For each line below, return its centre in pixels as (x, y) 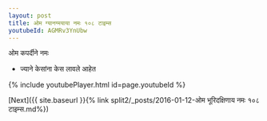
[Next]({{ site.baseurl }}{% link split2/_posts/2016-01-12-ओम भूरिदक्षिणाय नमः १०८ (134, 100)
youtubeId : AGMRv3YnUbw (48, 30)
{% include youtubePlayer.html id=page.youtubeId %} (97, 85)
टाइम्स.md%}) (29, 109)
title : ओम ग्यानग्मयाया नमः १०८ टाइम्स (60, 23)
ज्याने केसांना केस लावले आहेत (58, 69)
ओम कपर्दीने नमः (29, 53)
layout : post (30, 16)
